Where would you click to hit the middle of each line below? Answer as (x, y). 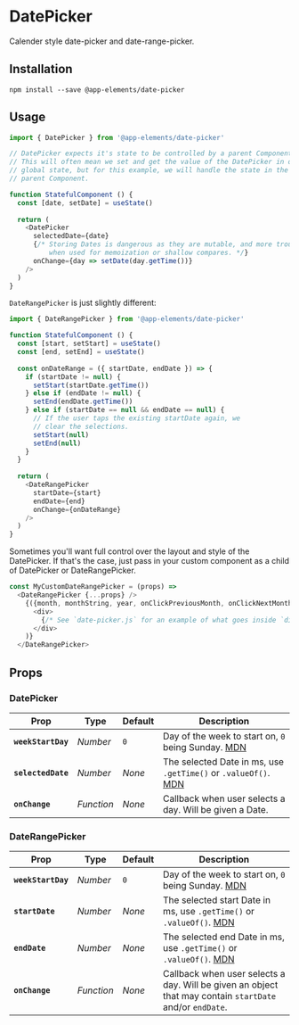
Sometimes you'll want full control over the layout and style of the (129, 551)
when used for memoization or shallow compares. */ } (149, 253)
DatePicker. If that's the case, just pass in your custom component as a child (149, 561)
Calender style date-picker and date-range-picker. (102, 41)
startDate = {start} (67, 492)
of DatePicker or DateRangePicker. (73, 570)
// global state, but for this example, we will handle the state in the (149, 170)
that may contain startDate (220, 996)
